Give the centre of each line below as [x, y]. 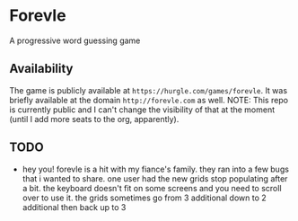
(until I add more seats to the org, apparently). [94, 119]
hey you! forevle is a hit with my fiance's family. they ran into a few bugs [156, 169]
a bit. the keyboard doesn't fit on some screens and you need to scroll [152, 188]
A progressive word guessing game [75, 40]
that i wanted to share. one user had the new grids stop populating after [155, 178]
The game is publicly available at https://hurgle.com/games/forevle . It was [149, 90]
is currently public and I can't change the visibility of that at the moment [142, 110]
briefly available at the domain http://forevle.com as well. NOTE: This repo [149, 100]
